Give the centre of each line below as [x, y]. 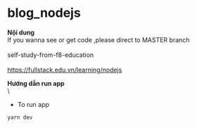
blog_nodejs [44, 13]
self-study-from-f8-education [51, 55]
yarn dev [20, 117]
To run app [33, 104]
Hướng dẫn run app [36, 83]
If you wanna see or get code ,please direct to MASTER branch [99, 39]
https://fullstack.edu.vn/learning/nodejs [65, 70]
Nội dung [21, 32]
